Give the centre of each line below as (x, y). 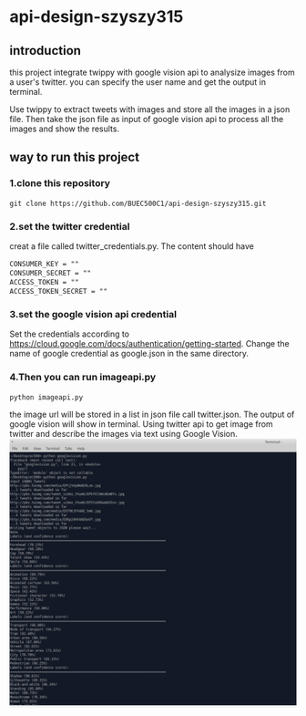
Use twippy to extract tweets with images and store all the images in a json (150, 109)
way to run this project (74, 157)
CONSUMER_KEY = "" (44, 264)
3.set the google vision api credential (93, 314)
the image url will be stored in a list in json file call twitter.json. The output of (152, 414)
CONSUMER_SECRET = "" (51, 273)
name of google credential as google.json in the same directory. (129, 354)
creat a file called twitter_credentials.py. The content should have (132, 246)
